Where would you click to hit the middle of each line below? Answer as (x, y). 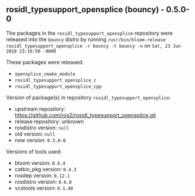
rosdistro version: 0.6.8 (43, 181)
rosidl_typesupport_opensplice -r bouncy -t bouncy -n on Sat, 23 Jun (93, 45)
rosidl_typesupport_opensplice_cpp (58, 87)
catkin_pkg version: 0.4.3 (46, 169)
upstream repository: (40, 109)
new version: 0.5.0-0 (40, 140)
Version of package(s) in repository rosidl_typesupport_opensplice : (89, 97)
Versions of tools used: (34, 151)
